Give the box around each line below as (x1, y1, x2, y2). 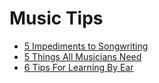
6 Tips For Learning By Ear (23, 61, 134, 73)
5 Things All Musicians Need (23, 50, 142, 62)
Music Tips (9, 7, 104, 30)
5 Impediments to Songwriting (23, 40, 149, 52)
